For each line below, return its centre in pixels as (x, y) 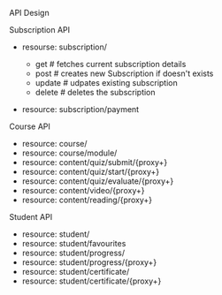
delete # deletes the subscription (96, 92)
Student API (31, 217)
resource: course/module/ (69, 153)
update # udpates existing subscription (107, 83)
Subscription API (40, 30)
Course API (30, 126)
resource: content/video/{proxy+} (83, 190)
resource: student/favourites (74, 243)
